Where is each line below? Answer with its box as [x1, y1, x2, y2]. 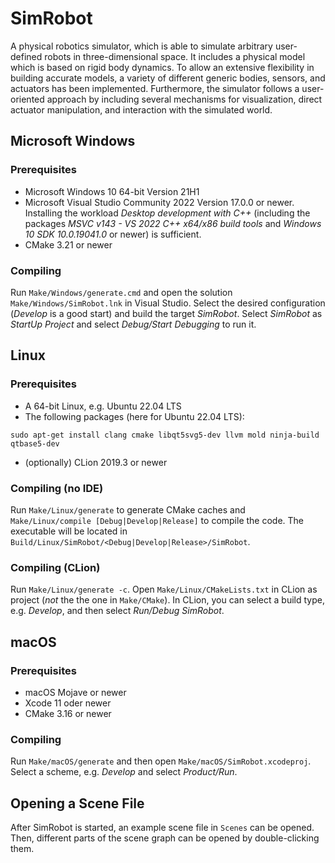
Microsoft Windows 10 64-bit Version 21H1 [24, 185, 200, 197]
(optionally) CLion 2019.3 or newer [24, 456, 168, 468]
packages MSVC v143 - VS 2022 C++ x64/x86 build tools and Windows [24, 217, 322, 229]
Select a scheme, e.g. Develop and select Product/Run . [10, 766, 238, 778]
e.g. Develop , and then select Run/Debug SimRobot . [10, 605, 225, 617]
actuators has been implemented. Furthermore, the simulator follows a [10, 82, 300, 94]
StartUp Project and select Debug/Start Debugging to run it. [10, 318, 257, 330]
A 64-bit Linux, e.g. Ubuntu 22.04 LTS [24, 400, 182, 412]
